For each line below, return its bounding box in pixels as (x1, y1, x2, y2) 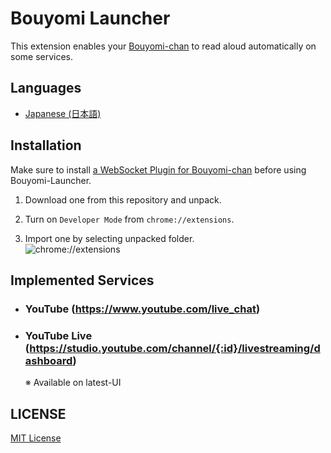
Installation (10, 137, 82, 154)
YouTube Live (24, 328, 93, 342)
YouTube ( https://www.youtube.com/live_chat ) (24, 302, 261, 316)
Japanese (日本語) (24, 107, 102, 119)
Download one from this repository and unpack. (24, 193, 222, 206)
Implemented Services (10, 272, 155, 289)
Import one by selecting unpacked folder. (24, 232, 195, 244)
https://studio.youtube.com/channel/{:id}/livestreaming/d (29, 341, 321, 355)
